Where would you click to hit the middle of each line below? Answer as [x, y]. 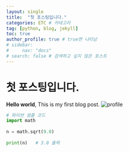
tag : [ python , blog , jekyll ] [42, 28]
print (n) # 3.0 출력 [33, 143]
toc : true [18, 34]
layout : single [25, 12]
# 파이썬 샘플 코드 [26, 115]
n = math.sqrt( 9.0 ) [30, 132]
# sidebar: [20, 45]
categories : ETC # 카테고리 [38, 23]
